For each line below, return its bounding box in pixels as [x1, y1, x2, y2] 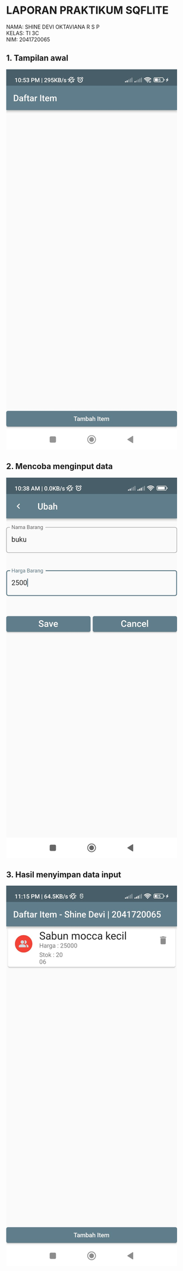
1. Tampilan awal [6, 53, 68, 63]
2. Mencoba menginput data [6, 461, 113, 471]
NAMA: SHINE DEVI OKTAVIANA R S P [6, 23, 100, 30]
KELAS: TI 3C [6, 29, 39, 36]
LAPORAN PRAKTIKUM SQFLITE [6, 4, 169, 17]
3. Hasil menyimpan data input [6, 869, 122, 880]
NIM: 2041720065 [6, 36, 51, 43]
